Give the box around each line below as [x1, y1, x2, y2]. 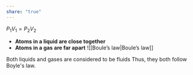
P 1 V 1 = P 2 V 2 [6, 25, 37, 33]
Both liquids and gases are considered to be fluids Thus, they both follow [6, 56, 188, 63]
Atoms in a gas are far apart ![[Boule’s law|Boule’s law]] [14, 44, 154, 51]
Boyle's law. [6, 62, 36, 69]
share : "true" [6, 8, 42, 15]
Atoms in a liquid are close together [14, 38, 106, 45]
